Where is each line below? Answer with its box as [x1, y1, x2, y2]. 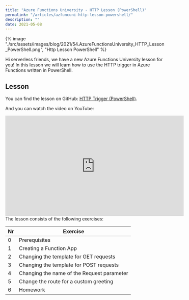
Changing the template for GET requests [18, 253, 116, 260]
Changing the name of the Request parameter [18, 270, 128, 277]
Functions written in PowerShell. [5, 67, 73, 73]
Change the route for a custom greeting [18, 278, 114, 285]
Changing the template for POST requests [18, 261, 119, 268]
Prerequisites [18, 237, 51, 244]
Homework [18, 286, 45, 293]
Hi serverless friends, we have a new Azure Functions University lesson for [5, 57, 163, 63]
